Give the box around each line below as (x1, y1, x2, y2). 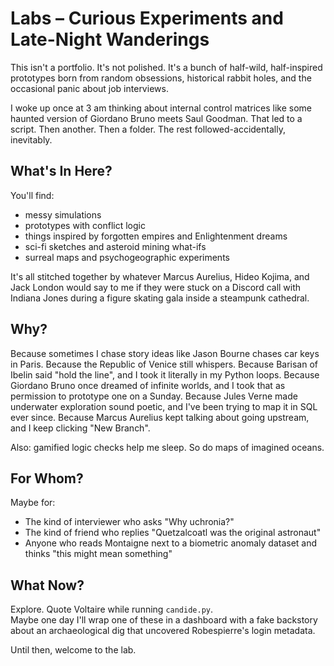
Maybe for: (10, 497, 56, 509)
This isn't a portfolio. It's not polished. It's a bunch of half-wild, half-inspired (10, 61, 323, 73)
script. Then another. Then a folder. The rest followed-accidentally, (10, 123, 286, 135)
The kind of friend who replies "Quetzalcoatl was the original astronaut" (24, 527, 322, 539)
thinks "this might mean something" (24, 548, 173, 560)
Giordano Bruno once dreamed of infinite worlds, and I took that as (10, 379, 286, 391)
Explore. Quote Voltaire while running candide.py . (10, 603, 214, 616)
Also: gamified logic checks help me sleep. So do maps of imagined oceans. (10, 441, 325, 453)
